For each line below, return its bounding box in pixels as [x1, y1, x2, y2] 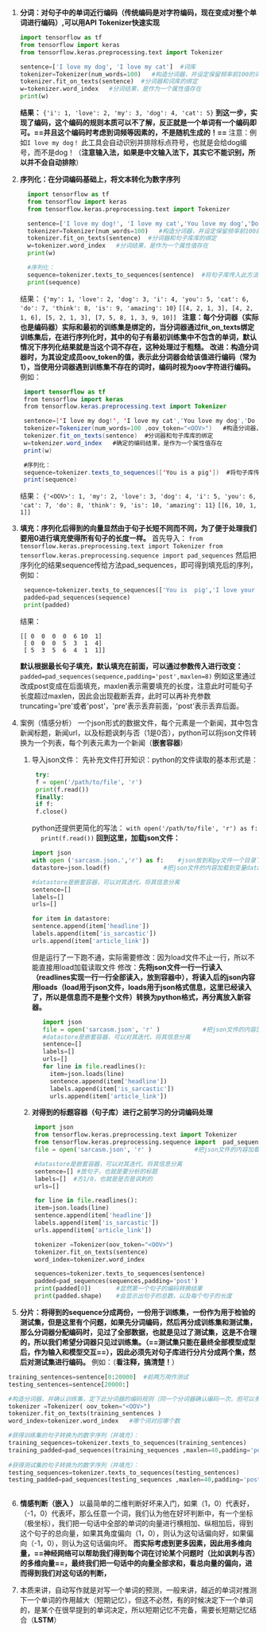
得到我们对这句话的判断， [26, 1568, 111, 1578]
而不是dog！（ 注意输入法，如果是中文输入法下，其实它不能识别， [33, 147, 249, 157]
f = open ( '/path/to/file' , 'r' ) [35, 778, 143, 786]
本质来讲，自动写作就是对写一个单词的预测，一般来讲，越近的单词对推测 [19, 1585, 257, 1595]
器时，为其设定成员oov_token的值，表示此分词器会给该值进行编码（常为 [19, 352, 257, 362]
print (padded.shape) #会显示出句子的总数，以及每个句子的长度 [34, 1292, 233, 1300]
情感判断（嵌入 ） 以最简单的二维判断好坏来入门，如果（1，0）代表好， [19, 1499, 254, 1509]
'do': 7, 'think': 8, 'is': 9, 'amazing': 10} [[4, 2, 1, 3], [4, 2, [19, 304, 254, 312]
